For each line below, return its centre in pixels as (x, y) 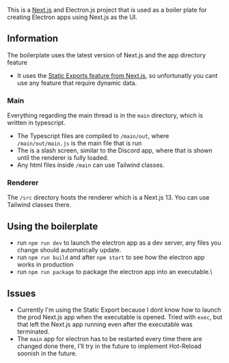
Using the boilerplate (53, 226)
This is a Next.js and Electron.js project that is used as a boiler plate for (107, 10)
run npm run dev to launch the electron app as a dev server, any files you (119, 243)
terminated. (33, 332)
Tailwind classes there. (39, 205)
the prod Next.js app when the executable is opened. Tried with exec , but (120, 317)
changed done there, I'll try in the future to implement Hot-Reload (109, 346)
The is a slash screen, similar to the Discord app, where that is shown (114, 150)
